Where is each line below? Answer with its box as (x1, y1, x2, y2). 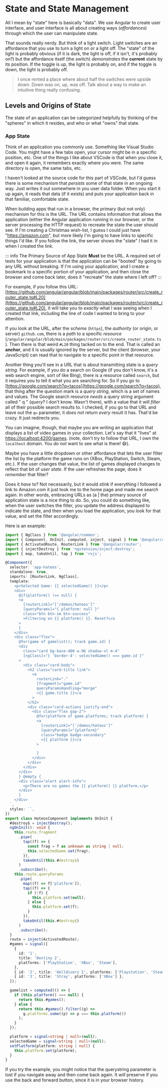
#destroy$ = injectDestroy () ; (9, 821, 72, 826)
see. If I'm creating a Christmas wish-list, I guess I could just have (5, 227, 140, 233)
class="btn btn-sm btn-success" (23, 611, 91, 616)
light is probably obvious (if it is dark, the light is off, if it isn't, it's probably (5, 51, 157, 57)
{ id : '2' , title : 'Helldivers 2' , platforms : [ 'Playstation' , (14, 969, 149, 974)
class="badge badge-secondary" (40, 732, 106, 738)
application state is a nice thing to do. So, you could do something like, (5, 497, 151, 503)
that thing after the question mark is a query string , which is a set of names (5, 389, 160, 395)
